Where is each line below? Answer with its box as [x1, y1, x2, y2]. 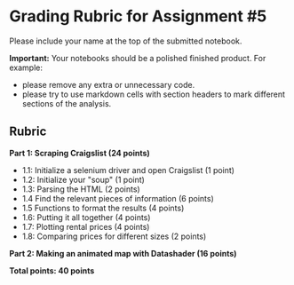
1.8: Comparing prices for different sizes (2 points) [21, 231, 207, 241]
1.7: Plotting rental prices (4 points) [21, 221, 150, 232]
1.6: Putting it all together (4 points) [21, 211, 151, 223]
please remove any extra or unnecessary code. [21, 79, 195, 90]
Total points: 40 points [9, 265, 95, 276]
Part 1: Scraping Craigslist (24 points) [9, 147, 151, 158]
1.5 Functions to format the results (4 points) [21, 202, 185, 213]
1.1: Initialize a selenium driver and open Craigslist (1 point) [21, 164, 235, 175]
